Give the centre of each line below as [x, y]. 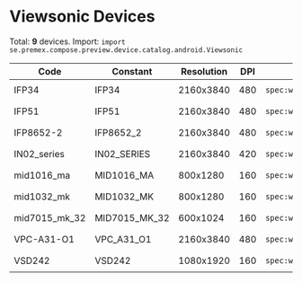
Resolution [204, 71]
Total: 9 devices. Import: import [67, 41]
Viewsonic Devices [82, 17]
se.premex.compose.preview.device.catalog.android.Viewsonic [126, 50]
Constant [132, 71]
